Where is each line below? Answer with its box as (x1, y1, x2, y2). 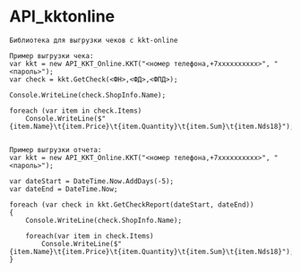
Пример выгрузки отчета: (9, 145, 102, 154)
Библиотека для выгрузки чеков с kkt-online (9, 36, 178, 45)
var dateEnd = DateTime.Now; (9, 184, 118, 193)
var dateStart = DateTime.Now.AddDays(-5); (9, 176, 175, 185)
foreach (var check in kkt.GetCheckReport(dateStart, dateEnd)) (9, 200, 254, 209)
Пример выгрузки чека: (9, 51, 94, 60)
